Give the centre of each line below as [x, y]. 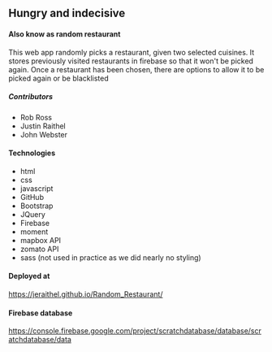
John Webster [43, 134]
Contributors [31, 97]
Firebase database [41, 313]
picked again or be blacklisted [59, 78]
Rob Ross [36, 117]
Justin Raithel [43, 126]
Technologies [32, 153]
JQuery [33, 214]
